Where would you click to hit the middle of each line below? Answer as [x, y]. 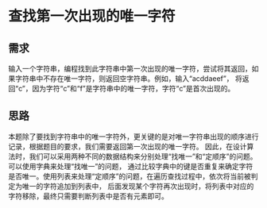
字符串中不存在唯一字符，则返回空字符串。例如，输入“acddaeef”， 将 [128, 79]
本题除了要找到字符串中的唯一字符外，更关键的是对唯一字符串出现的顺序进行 [133, 137]
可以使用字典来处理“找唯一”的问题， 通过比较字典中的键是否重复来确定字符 [131, 166]
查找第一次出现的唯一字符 [92, 16]
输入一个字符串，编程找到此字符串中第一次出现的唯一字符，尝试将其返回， [130, 69]
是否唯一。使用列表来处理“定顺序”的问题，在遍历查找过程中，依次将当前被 [130, 176]
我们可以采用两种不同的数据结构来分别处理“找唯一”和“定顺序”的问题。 [143, 156]
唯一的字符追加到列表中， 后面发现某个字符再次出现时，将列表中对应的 [138, 186]
